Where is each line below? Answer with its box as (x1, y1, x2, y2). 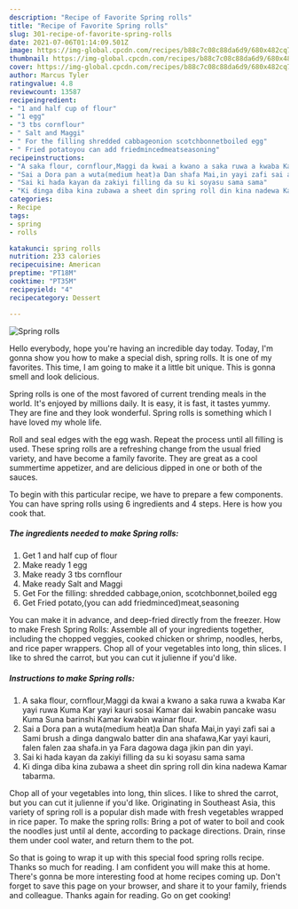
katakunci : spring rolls (9, 243, 101, 253)
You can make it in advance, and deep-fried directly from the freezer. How (9, 615, 281, 626)
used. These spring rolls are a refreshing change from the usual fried (9, 443, 262, 454)
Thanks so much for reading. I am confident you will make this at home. (9, 862, 271, 873)
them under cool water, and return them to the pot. (9, 835, 195, 846)
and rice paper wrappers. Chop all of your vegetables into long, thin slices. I (9, 643, 286, 654)
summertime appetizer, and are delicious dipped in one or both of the (9, 462, 263, 473)
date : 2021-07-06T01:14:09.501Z (9, 37, 129, 47)
